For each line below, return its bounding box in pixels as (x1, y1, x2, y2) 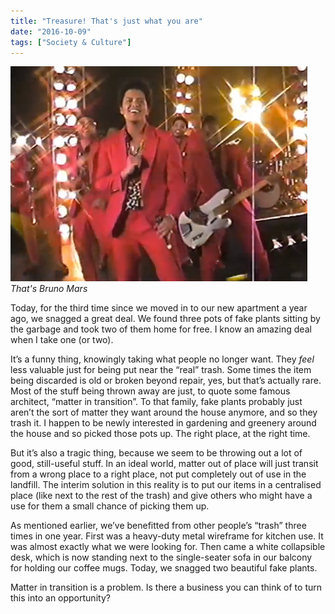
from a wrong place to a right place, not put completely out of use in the (10, 468, 307, 480)
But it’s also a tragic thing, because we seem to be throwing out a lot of (10, 447, 303, 459)
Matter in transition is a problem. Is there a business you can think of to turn (10, 581, 323, 594)
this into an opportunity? (10, 592, 111, 604)
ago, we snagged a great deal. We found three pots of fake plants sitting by (10, 313, 321, 325)
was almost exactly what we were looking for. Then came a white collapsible (10, 541, 326, 553)
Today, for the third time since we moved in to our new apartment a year (10, 302, 308, 314)
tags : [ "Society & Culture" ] (10, 37, 132, 47)
